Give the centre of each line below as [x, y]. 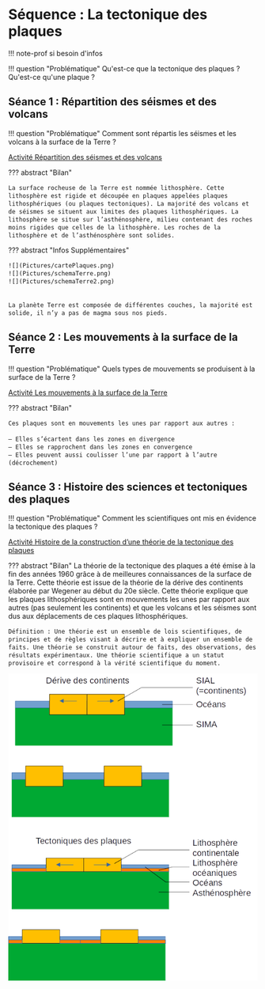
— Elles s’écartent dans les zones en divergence [92, 439]
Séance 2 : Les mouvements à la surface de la [123, 337]
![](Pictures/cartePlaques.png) [61, 265]
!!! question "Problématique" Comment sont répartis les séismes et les [123, 133]
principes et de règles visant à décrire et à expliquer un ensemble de [131, 640]
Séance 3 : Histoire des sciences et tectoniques [128, 487]
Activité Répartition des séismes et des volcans [85, 157]
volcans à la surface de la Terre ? [62, 142]
